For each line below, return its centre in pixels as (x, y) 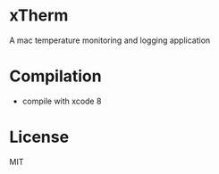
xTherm (39, 16)
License (39, 137)
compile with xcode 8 (62, 101)
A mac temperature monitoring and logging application (110, 40)
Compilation (55, 76)
